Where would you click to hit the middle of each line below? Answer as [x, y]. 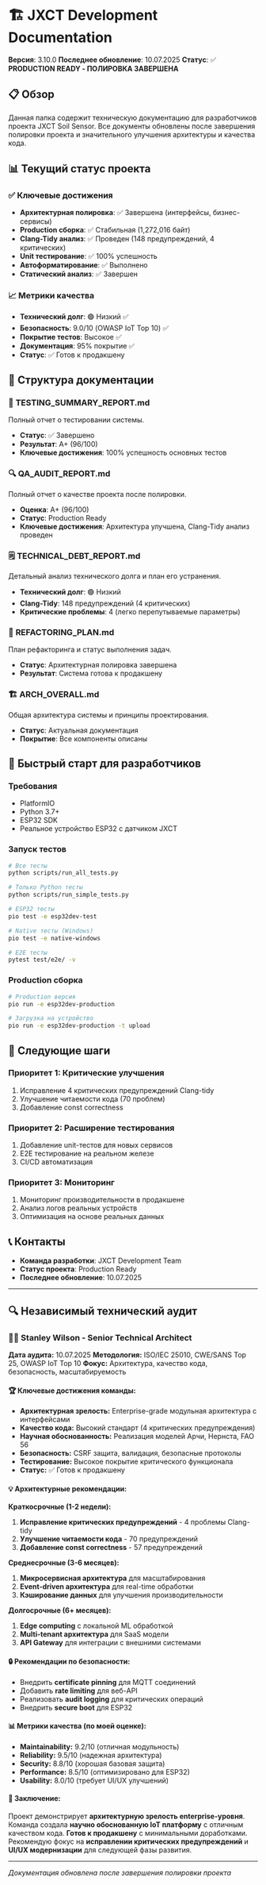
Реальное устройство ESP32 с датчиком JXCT [99, 829]
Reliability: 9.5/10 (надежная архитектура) [91, 1755]
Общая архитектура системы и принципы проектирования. [108, 714]
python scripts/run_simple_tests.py [68, 895]
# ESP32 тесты [32, 910]
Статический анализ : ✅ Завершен [79, 274]
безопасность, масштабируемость [67, 1371]
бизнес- [226, 213]
